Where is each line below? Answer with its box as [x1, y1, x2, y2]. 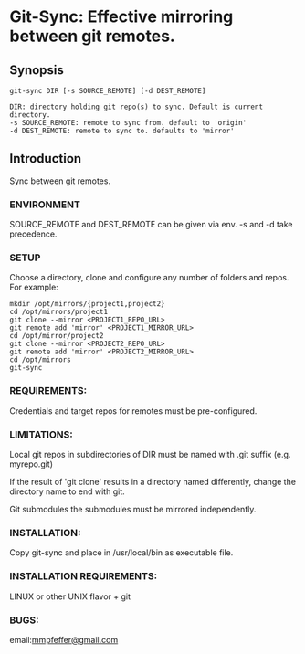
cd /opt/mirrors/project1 [9, 308, 108, 317]
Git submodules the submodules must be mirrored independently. [9, 504, 257, 514]
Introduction [9, 151, 82, 166]
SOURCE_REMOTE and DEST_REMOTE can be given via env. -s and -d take [9, 219, 294, 230]
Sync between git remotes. [9, 175, 111, 186]
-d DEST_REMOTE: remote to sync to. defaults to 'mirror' [9, 126, 235, 135]
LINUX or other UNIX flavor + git [9, 591, 131, 602]
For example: [9, 281, 59, 293]
